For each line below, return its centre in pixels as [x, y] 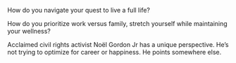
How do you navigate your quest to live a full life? [79, 10]
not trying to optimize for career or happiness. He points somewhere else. [114, 52]
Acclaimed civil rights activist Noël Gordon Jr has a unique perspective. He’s [118, 44]
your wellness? [29, 31]
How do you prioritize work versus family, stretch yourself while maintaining [117, 23]
